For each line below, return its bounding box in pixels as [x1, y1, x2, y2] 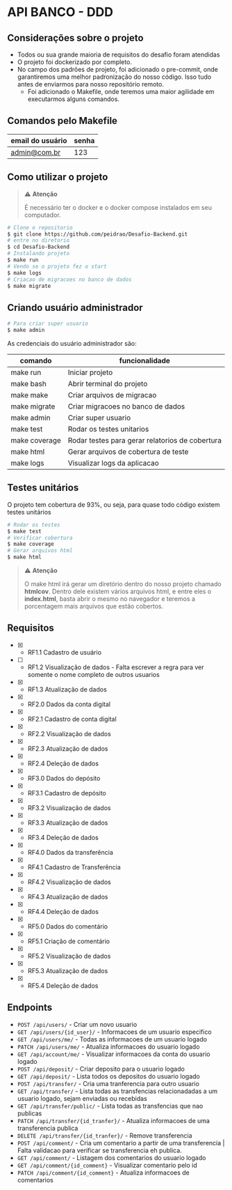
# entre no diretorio [7, 237, 70, 244]
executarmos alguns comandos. [27, 95, 120, 103]
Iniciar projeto [67, 367, 113, 377]
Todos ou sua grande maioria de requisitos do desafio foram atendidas [17, 50, 220, 59]
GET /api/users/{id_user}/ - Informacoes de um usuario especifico [17, 1028, 212, 1036]
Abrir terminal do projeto [67, 379, 148, 388]
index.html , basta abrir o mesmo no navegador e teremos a [24, 595, 196, 603]
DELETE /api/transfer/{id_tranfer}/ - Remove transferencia [17, 1131, 192, 1140]
